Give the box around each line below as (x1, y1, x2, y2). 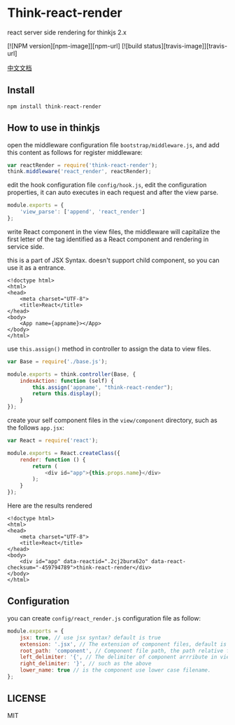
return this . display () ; (32, 391, 101, 398)
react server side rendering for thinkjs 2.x (7, 28, 127, 36)
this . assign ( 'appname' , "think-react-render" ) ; (32, 384, 173, 391)
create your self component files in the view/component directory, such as (7, 416, 218, 425)
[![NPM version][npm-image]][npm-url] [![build (7, 41, 143, 50)
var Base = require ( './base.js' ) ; (7, 358, 108, 365)
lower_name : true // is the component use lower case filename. (20, 667, 211, 674)
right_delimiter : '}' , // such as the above (20, 660, 152, 668)
